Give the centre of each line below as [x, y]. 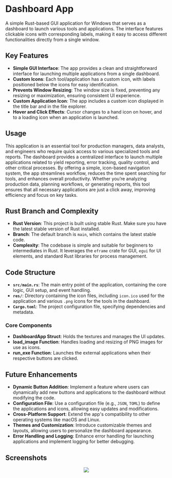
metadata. [23, 312]
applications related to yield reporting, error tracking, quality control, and [82, 162]
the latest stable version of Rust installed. [56, 229]
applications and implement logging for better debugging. [74, 442]
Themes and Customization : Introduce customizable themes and [82, 425]
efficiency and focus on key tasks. [42, 195]
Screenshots [26, 458]
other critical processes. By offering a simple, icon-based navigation [78, 168]
